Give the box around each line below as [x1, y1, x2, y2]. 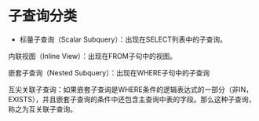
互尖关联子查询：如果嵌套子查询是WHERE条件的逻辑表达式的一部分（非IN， [8, 84, 254, 94]
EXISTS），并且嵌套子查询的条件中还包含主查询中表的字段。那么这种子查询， [8, 94, 256, 104]
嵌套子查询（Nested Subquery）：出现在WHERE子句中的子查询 [8, 68, 210, 77]
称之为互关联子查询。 [8, 104, 77, 114]
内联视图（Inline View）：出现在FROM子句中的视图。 [8, 51, 177, 60]
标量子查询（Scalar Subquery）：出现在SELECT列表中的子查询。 [19, 35, 228, 44]
